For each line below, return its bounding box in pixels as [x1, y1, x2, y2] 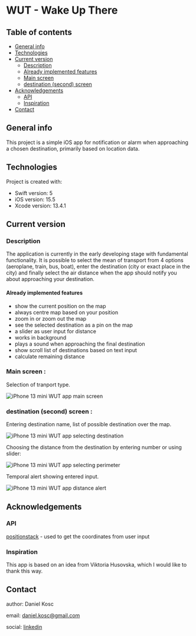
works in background [14, 334, 67, 341]
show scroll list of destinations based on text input [14, 346, 137, 353]
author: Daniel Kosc [6, 600, 54, 608]
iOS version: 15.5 [14, 196, 56, 203]
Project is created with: [6, 178, 63, 185]
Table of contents [6, 27, 72, 37]
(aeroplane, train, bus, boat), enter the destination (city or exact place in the [6, 263, 190, 270]
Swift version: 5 [14, 189, 53, 196]
